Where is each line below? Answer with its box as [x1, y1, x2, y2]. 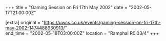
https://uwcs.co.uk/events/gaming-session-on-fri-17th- [43, 20, 161, 25]
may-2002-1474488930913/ [5, 25, 65, 31]
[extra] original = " [5, 20, 44, 25]
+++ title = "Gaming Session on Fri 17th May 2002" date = [5, 5, 128, 10]
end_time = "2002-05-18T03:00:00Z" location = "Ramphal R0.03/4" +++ [5, 30, 159, 36]
